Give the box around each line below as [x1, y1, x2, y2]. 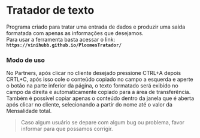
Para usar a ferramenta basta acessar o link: [6, 36, 116, 43]
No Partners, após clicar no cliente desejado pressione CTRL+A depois [6, 70, 181, 77]
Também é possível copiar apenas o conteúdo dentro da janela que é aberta [6, 95, 195, 102]
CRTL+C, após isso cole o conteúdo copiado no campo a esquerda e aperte [6, 76, 193, 83]
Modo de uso [6, 56, 45, 64]
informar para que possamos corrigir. [20, 126, 113, 133]
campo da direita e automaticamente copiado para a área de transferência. [6, 89, 191, 96]
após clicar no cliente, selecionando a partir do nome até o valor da [6, 101, 172, 108]
